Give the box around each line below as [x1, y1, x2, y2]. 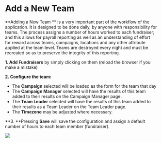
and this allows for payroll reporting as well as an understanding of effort [5, 34, 150, 40]
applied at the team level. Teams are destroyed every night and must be [5, 45, 148, 50]
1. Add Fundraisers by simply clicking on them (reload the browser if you [5, 59, 151, 65]
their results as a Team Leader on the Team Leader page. [12, 104, 127, 110]
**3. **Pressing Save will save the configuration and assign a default [5, 118, 146, 124]
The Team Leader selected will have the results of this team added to [12, 98, 151, 104]
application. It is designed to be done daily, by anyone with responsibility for [5, 24, 157, 30]
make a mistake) [5, 64, 38, 70]
